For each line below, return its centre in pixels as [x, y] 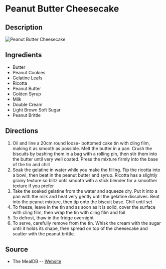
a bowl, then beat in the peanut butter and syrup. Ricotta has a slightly [85, 175]
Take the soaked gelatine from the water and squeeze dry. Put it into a [85, 191]
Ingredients [24, 55]
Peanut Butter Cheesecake [62, 9]
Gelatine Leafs [27, 78]
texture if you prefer [33, 186]
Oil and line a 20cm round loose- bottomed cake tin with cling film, [81, 143]
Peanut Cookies [29, 72]
